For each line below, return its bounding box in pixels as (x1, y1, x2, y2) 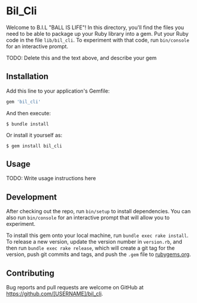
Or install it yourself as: (6, 131, 62, 138)
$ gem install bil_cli (6, 143, 62, 149)
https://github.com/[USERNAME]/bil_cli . (6, 290, 103, 298)
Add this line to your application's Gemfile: (6, 87, 110, 94)
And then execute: (6, 109, 51, 116)
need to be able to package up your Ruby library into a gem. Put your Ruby (6, 30, 189, 37)
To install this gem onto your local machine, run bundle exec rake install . (6, 232, 189, 239)
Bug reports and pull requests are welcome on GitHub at (6, 284, 144, 291)
